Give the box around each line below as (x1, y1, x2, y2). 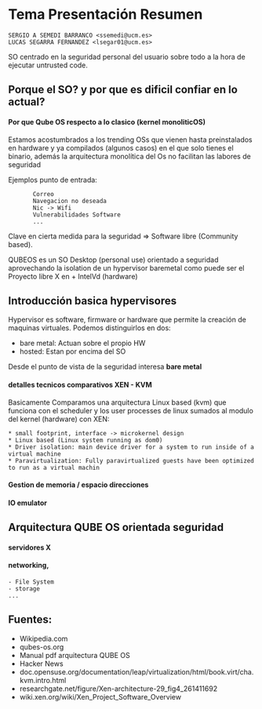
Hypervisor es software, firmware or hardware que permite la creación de (8, 315, 247, 325)
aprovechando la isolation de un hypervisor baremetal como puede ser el (8, 263, 245, 272)
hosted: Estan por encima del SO (19, 347, 126, 356)
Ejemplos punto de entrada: (8, 175, 98, 184)
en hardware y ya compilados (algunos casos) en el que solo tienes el (8, 143, 234, 152)
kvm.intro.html (19, 675, 67, 685)
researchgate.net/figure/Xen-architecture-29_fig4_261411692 (19, 684, 218, 693)
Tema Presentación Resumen (8, 5, 203, 24)
